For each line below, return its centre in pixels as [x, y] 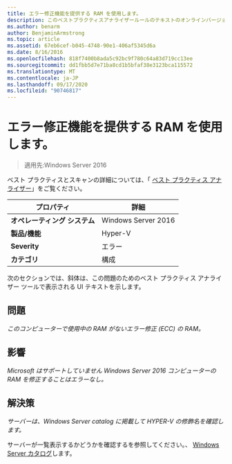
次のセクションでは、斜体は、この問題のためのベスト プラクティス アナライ [115, 278]
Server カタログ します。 [41, 453]
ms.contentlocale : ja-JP [43, 78]
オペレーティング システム [53, 221]
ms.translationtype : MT [41, 71]
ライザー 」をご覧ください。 [47, 188]
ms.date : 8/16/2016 [35, 53]
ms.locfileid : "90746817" [44, 91]
